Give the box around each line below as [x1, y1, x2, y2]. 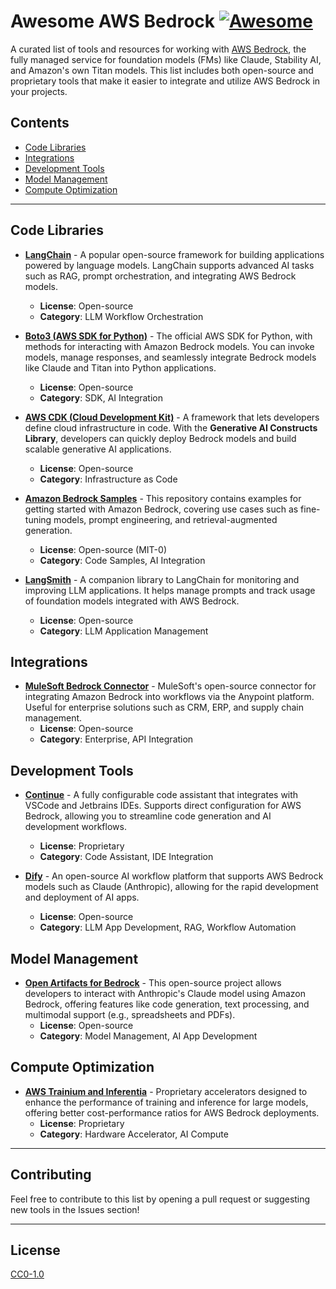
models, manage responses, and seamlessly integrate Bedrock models [24, 351, 317, 363]
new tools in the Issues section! [10, 1203, 140, 1215]
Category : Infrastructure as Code [39, 473, 178, 485]
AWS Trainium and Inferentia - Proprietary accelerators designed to [24, 1085, 308, 1097]
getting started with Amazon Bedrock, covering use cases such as [24, 503, 299, 515]
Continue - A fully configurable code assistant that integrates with [24, 789, 299, 801]
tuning [24, 513, 52, 525]
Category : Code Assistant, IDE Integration [39, 851, 214, 863]
